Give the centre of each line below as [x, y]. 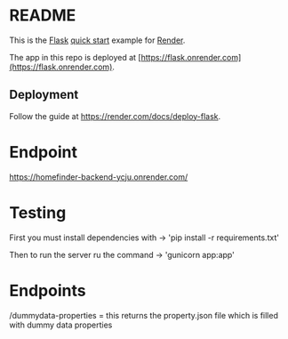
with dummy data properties [61, 325]
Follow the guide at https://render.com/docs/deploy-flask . [115, 116]
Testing [38, 212]
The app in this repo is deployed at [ [75, 57]
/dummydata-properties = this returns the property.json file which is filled [144, 315]
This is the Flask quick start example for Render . [97, 40]
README [43, 16]
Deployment [44, 95]
